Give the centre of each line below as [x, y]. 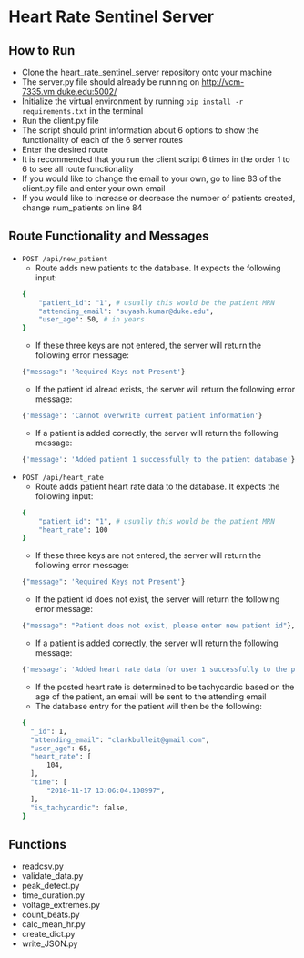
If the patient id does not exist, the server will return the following [157, 599]
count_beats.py [51, 915]
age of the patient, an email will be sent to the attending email [151, 696]
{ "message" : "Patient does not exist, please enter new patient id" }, [158, 626]
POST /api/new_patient [65, 259]
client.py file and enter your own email [93, 188]
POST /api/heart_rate [62, 477]
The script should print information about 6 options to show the [141, 130]
